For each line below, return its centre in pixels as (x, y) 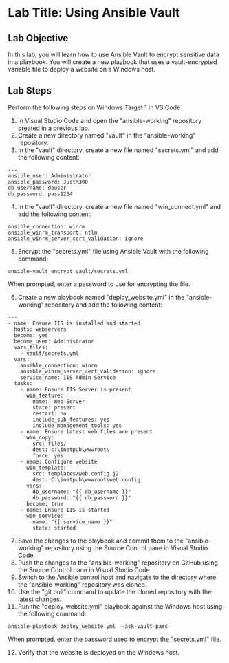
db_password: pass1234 (40, 194)
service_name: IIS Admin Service (68, 377)
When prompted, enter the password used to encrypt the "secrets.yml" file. (115, 639)
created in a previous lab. (54, 128)
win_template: (46, 468)
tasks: (23, 383)
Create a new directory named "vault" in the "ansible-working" (107, 135)
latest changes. (40, 599)
